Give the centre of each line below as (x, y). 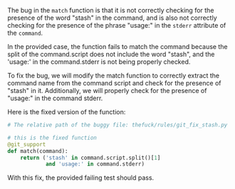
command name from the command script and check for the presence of (114, 83)
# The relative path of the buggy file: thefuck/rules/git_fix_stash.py (117, 125)
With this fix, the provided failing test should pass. (81, 178)
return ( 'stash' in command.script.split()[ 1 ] (90, 158)
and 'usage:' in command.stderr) (95, 164)
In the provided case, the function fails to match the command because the (117, 47)
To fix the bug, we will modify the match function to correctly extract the (114, 75)
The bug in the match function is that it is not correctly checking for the (111, 10)
